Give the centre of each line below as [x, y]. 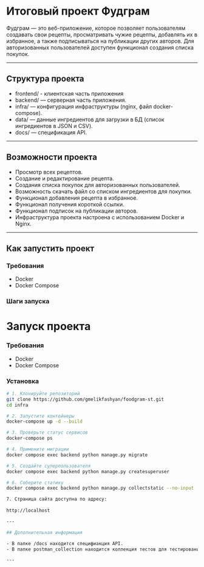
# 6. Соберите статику [35, 482]
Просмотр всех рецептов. [49, 172]
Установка [23, 381]
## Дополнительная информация [45, 532]
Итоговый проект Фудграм [78, 11]
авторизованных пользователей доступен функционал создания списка [100, 48]
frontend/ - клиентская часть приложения [69, 93]
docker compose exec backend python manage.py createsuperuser [88, 471]
